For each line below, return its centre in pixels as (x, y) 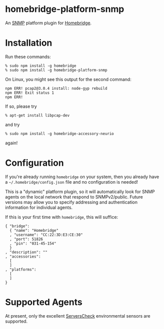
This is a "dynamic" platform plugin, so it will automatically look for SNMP (80, 192)
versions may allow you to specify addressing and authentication (71, 202)
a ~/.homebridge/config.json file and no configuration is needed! (72, 182)
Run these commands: (28, 57)
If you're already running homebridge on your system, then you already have (82, 177)
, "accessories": (23, 257)
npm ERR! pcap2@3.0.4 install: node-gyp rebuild (56, 88)
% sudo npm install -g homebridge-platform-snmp (56, 70)
